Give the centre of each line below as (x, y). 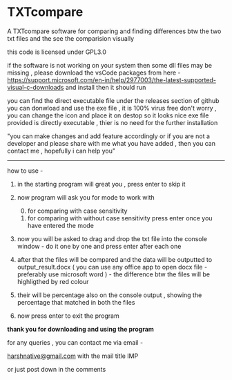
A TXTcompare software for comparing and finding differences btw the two (114, 31)
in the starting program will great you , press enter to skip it (101, 184)
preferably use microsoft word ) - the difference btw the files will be (114, 274)
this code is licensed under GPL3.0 (57, 52)
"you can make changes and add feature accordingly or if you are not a (109, 136)
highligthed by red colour (53, 281)
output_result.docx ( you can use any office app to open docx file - (112, 267)
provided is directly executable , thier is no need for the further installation (113, 122)
